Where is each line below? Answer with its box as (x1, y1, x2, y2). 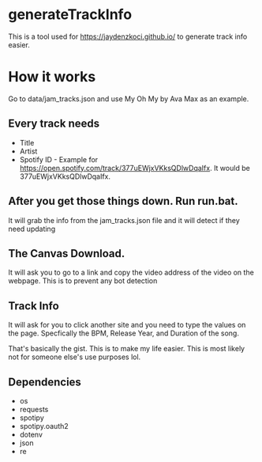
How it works (8, 68, 96, 86)
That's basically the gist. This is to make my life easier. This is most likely (8, 344, 245, 354)
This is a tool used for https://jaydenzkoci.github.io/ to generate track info (8, 32, 248, 41)
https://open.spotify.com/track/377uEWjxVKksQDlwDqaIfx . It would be (19, 163, 250, 172)
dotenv (19, 430, 43, 439)
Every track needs (8, 117, 100, 131)
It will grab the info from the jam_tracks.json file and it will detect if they (8, 215, 241, 225)
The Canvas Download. (8, 247, 125, 260)
